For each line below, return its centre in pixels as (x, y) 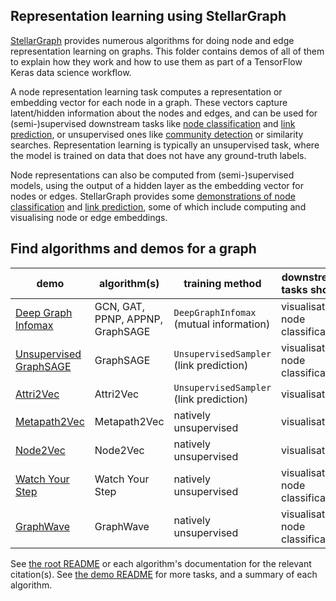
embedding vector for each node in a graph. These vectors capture (149, 102)
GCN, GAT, (119, 306)
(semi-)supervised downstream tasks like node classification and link (153, 123)
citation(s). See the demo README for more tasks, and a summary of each (164, 574)
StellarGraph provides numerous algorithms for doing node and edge (152, 40)
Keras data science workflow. (71, 72)
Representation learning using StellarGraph (148, 16)
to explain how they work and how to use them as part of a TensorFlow (156, 61)
